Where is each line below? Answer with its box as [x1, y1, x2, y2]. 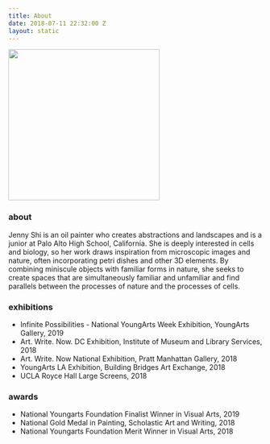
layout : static [8, 27, 60, 35]
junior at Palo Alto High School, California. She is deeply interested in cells [8, 239, 255, 248]
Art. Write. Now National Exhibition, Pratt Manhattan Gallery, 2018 [19, 354, 238, 363]
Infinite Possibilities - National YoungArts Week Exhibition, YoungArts [19, 319, 250, 329]
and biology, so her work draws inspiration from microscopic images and [8, 247, 251, 256]
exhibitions [8, 301, 54, 313]
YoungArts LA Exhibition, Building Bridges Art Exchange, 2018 [19, 362, 226, 371]
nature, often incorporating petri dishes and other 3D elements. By [8, 255, 229, 265]
